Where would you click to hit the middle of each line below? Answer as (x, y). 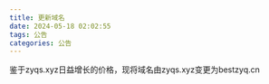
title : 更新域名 (37, 18)
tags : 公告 (29, 34)
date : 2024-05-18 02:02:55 (60, 26)
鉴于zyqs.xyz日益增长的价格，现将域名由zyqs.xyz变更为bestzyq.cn (135, 70)
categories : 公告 (41, 43)
